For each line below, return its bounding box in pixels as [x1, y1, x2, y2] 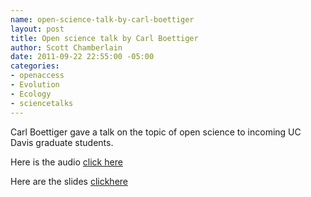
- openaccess [10, 71, 65, 81]
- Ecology [10, 89, 52, 99]
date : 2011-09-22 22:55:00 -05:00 [10, 52, 155, 62]
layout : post [10, 24, 65, 34]
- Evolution [10, 80, 60, 90]
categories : [10, 61, 60, 71]
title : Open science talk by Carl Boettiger [10, 33, 199, 43]
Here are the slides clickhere [10, 175, 129, 187]
